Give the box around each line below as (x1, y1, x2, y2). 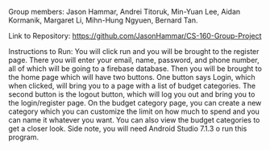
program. (8, 132, 39, 142)
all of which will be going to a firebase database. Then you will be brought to (8, 64, 262, 73)
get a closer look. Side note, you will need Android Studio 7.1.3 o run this (8, 124, 247, 133)
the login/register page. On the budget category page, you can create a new (8, 98, 262, 107)
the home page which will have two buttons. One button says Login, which (8, 73, 255, 81)
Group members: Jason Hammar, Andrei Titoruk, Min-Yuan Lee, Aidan (8, 7, 241, 16)
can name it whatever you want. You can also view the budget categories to (8, 115, 260, 124)
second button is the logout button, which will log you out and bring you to (8, 90, 255, 99)
